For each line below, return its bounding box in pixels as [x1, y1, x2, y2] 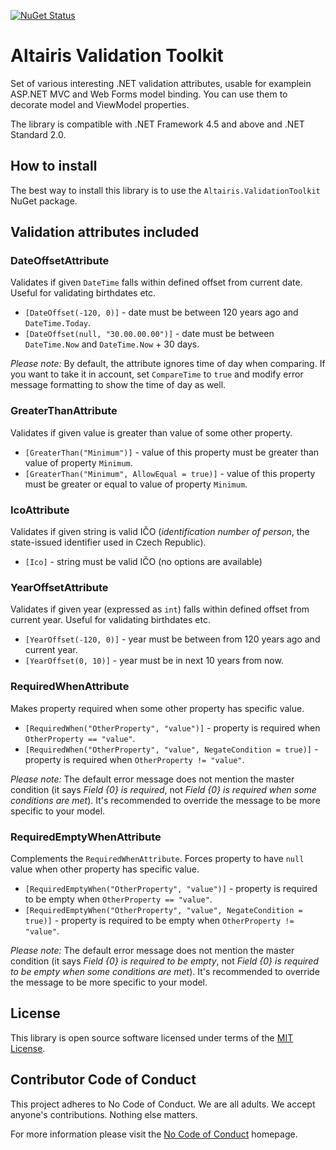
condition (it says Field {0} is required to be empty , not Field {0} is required [10, 955, 319, 967]
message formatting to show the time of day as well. [10, 379, 227, 391]
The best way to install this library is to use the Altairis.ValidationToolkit [10, 184, 321, 196]
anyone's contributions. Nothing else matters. [10, 1108, 198, 1120]
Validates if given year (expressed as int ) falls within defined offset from [10, 603, 310, 615]
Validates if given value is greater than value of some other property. [10, 426, 293, 439]
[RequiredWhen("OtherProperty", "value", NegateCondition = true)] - [24, 743, 319, 755]
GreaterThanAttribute [10, 404, 118, 418]
